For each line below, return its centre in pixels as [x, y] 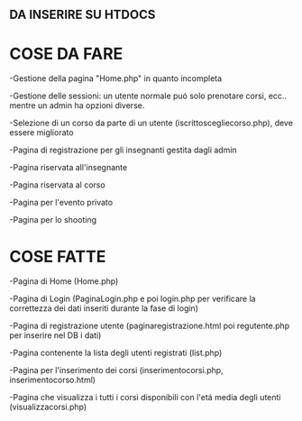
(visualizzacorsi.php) [48, 407]
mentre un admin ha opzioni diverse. [77, 105]
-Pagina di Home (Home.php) [64, 281]
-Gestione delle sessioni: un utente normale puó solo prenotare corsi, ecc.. [148, 96]
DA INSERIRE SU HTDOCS [82, 15]
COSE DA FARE [66, 54]
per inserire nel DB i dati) [55, 335]
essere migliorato [41, 133]
